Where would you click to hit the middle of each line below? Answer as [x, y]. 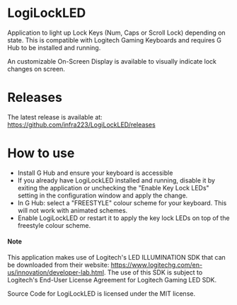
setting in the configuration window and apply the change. [103, 195]
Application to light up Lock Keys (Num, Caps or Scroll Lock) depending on [116, 33]
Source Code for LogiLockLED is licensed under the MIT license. [102, 294]
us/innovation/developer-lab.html [56, 272]
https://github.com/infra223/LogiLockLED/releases [81, 125]
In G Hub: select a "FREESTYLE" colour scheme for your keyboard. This [122, 202]
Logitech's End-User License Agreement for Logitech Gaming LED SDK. [112, 280]
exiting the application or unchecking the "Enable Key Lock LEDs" [114, 188]
